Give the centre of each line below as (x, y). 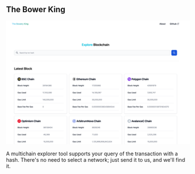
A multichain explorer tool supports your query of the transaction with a (92, 154)
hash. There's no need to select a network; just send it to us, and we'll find (96, 160)
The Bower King (36, 10)
